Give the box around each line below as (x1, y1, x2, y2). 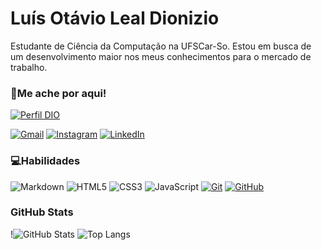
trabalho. (10, 61, 48, 73)
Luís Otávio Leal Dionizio (10, 7, 220, 30)
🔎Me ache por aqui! (10, 86, 107, 100)
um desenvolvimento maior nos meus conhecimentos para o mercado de (10, 50, 312, 62)
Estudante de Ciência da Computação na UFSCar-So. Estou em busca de (10, 40, 312, 52)
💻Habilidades (10, 154, 81, 168)
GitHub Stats (10, 205, 74, 219)
